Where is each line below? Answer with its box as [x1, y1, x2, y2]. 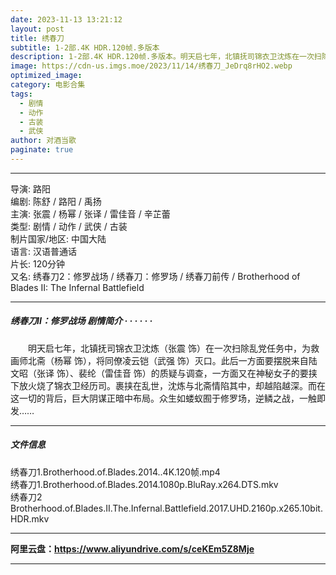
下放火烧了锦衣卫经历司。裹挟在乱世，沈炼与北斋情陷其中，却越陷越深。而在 [10, 379, 326, 391]
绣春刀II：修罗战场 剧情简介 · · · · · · [10, 315, 153, 327]
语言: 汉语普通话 [10, 245, 77, 257]
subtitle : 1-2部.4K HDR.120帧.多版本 [10, 42, 160, 53]
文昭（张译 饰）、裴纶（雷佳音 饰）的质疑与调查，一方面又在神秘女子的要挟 [10, 367, 318, 379]
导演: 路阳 [10, 182, 51, 195]
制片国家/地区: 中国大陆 [10, 232, 107, 245]
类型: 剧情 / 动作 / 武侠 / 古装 [10, 220, 128, 232]
